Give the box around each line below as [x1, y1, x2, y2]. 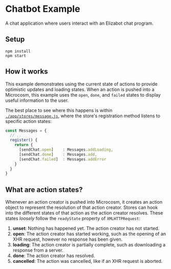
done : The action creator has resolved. [12, 253, 95, 259]
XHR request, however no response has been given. [12, 236, 123, 242]
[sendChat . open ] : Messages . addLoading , [18, 147, 114, 152]
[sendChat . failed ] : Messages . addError [18, 156, 106, 162]
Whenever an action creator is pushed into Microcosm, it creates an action [5, 199, 163, 205]
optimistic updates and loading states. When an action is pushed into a [5, 86, 155, 93]
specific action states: [5, 118, 52, 124]
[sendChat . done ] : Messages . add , [18, 152, 97, 157]
